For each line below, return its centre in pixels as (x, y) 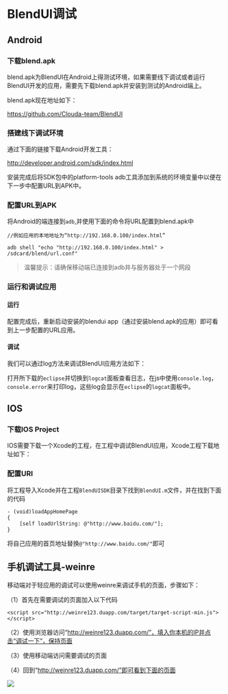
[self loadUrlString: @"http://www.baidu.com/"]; (92, 524)
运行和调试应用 (32, 287)
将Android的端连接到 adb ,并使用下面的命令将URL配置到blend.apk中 (100, 221)
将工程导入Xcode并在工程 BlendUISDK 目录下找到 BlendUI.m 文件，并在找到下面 (114, 490)
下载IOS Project (33, 429)
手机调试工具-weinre (51, 567)
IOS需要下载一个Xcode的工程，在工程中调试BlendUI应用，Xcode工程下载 (110, 446)
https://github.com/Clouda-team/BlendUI (65, 113)
